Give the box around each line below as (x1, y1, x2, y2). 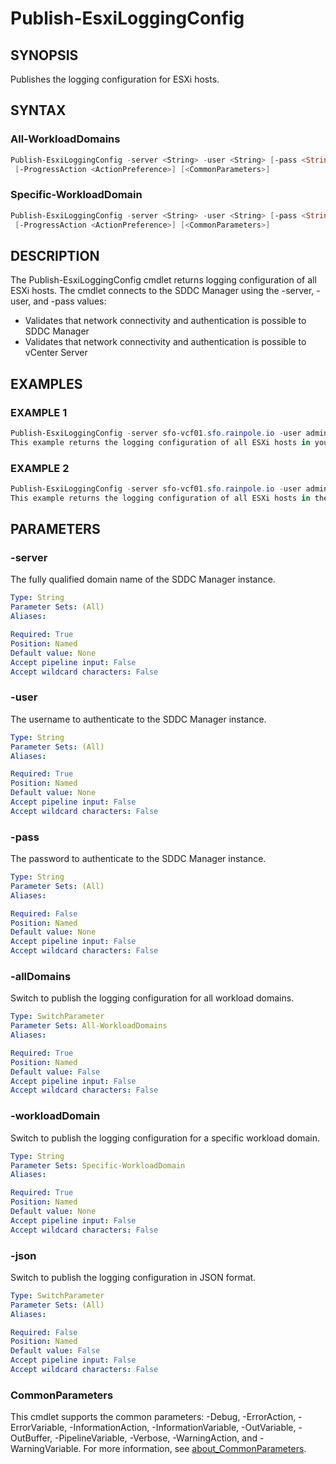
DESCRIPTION (10, 247, 100, 264)
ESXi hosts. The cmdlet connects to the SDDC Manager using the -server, (10, 285, 315, 297)
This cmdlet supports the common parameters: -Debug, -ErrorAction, (10, 1411, 297, 1423)
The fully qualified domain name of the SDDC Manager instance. (10, 573, 276, 586)
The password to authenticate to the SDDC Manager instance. (10, 853, 267, 865)
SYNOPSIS (10, 47, 79, 64)
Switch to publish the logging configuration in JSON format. (10, 1271, 257, 1283)
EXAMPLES (10, 375, 83, 392)
